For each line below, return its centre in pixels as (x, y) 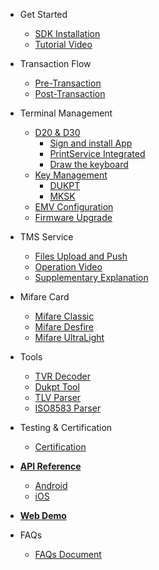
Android (51, 485)
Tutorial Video (63, 44)
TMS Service (46, 237)
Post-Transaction (70, 93)
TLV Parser (58, 397)
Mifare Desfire (64, 327)
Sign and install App (91, 143)
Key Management (71, 175)
